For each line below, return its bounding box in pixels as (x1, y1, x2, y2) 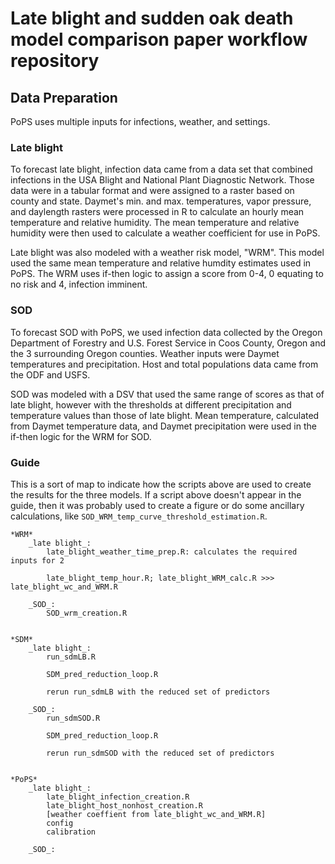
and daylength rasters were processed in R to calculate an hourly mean (10, 206, 305, 218)
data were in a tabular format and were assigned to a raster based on (10, 185, 295, 197)
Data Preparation (10, 89, 118, 106)
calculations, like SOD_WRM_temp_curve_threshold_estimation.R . (10, 510, 268, 522)
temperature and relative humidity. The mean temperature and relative (10, 217, 300, 229)
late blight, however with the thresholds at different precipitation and (10, 398, 292, 411)
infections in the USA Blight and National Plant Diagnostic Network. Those (10, 174, 315, 186)
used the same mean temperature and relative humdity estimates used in (10, 257, 312, 269)
